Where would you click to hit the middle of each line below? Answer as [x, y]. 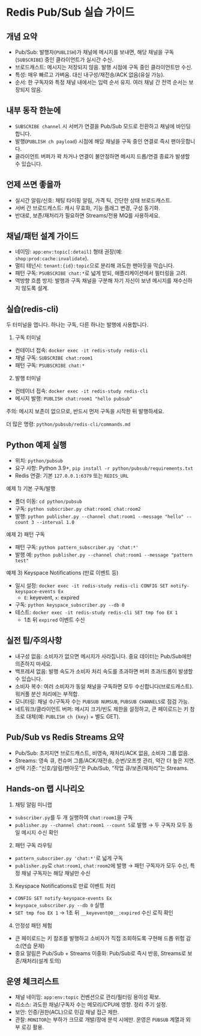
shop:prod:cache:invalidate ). [52, 258]
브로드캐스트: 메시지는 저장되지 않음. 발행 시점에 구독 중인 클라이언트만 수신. [104, 67]
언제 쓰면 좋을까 [34, 185]
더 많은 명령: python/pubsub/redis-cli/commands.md [68, 424]
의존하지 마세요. [33, 664]
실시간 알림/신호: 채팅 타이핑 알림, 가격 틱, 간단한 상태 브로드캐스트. [93, 200]
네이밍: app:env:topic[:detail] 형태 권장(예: [69, 252]
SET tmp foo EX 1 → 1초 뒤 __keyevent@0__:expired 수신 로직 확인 [94, 913]
